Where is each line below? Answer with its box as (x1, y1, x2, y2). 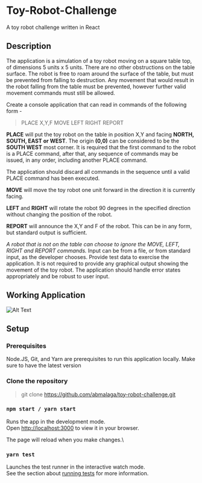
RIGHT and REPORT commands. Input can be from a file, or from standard (6, 247, 191, 254)
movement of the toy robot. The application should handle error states (6, 266, 181, 273)
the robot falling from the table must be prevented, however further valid (6, 83, 186, 90)
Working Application (6, 290, 86, 301)
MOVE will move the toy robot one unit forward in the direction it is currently (6, 186, 195, 193)
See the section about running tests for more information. (6, 470, 149, 477)
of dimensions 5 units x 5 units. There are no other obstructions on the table (6, 63, 195, 71)
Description (6, 41, 51, 51)
